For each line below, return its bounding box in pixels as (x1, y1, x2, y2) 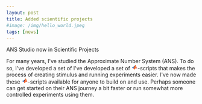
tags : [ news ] (6, 29, 39, 35)
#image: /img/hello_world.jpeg (6, 22, 85, 28)
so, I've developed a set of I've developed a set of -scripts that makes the (6, 65, 195, 72)
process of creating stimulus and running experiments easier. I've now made (6, 71, 197, 78)
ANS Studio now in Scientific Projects (6, 46, 99, 54)
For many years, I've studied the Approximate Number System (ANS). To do (6, 58, 194, 65)
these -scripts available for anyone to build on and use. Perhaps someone (6, 78, 196, 85)
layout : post (6, 10, 39, 16)
